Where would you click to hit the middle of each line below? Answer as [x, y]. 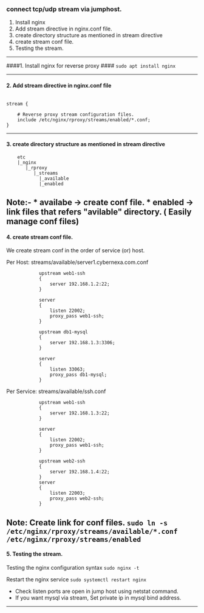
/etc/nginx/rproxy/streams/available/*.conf [92, 531]
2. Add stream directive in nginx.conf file [59, 85]
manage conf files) [43, 221]
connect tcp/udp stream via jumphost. [64, 9]
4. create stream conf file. [40, 237]
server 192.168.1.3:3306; [82, 343]
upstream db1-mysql [63, 332]
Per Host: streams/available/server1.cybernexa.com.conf [77, 262]
